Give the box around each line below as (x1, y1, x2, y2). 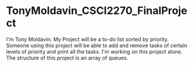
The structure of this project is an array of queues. (6, 54, 128, 61)
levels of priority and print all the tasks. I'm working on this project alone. (6, 48, 183, 55)
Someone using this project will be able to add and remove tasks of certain (6, 42, 188, 49)
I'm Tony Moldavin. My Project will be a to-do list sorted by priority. (6, 36, 169, 43)
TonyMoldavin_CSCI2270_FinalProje (6, 4, 188, 17)
